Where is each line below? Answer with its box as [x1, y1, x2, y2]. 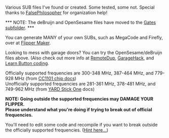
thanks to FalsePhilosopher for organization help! [5, 10, 108, 16]
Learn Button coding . [5, 60, 50, 66]
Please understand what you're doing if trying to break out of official [5, 107, 152, 112]
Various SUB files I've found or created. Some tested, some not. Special [5, 5, 155, 10]
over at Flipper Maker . [5, 40, 51, 46]
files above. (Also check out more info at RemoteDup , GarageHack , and [5, 55, 154, 61]
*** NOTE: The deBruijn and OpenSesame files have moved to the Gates [5, 20, 156, 25]
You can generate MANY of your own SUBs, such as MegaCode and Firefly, [5, 35, 163, 40]
